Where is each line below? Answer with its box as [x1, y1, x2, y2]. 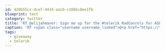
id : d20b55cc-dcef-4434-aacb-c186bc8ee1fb [5, 7, 93, 12]
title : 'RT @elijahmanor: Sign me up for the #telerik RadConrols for [5, 20, 153, 26]
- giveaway [9, 34, 32, 39]
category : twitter [5, 16, 43, 21]
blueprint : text [5, 12, 38, 17]
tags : [5, 30, 16, 34]
